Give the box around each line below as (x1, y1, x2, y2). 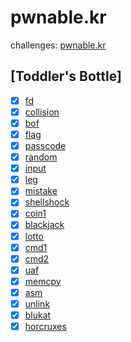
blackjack (24, 219, 65, 231)
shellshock (24, 196, 70, 208)
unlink (24, 297, 51, 310)
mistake (24, 185, 58, 197)
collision (24, 106, 60, 118)
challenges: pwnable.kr (10, 39, 107, 51)
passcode (24, 140, 67, 151)
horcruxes (24, 321, 67, 332)
